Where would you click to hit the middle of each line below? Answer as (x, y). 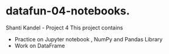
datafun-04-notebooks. (68, 11)
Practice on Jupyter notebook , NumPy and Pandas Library (88, 39)
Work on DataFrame (40, 46)
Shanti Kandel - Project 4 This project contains (64, 28)
